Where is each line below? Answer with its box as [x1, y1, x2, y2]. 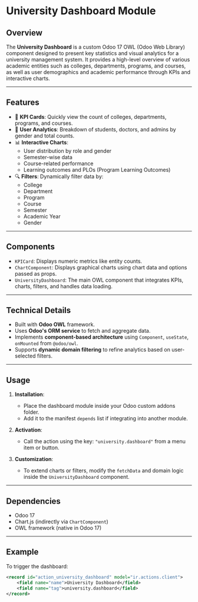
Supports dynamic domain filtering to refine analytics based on [14, 346, 171, 353]
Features [6, 98, 39, 108]
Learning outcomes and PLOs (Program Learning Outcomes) [23, 166, 171, 173]
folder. [23, 408, 39, 416]
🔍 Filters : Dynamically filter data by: [14, 173, 104, 180]
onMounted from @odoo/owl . [14, 340, 78, 347]
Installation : [14, 391, 45, 398]
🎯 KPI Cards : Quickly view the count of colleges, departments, [14, 113, 167, 120]
